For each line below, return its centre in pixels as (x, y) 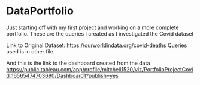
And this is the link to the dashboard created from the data (78, 63)
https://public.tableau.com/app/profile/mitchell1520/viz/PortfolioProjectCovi (100, 69)
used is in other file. (31, 51)
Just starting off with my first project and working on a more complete (93, 27)
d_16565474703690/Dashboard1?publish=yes (62, 75)
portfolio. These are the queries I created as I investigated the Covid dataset (100, 33)
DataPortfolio (40, 11)
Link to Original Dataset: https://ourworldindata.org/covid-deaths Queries (97, 45)
